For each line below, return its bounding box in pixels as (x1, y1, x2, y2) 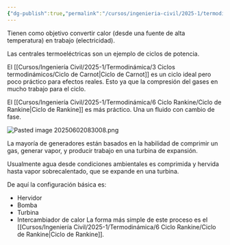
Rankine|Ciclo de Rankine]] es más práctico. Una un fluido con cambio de (7, 105, 215, 113)
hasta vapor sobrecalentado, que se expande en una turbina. (7, 167, 179, 175)
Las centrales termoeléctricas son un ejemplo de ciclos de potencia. (7, 49, 200, 58)
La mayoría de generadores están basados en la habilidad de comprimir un (7, 139, 218, 148)
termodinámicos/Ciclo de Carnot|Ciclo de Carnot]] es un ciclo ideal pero (7, 70, 212, 78)
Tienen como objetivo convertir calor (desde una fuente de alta (7, 29, 186, 37)
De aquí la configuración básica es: (7, 180, 107, 189)
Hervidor (16, 194, 42, 202)
